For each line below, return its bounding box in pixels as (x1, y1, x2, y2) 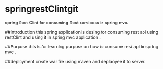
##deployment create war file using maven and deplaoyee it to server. (5, 58, 146, 64)
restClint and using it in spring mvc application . (5, 34, 101, 40)
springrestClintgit (5, 3, 79, 15)
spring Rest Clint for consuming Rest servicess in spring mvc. (5, 20, 129, 25)
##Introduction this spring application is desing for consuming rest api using (5, 29, 159, 35)
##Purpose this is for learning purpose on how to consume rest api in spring (5, 44, 159, 49)
